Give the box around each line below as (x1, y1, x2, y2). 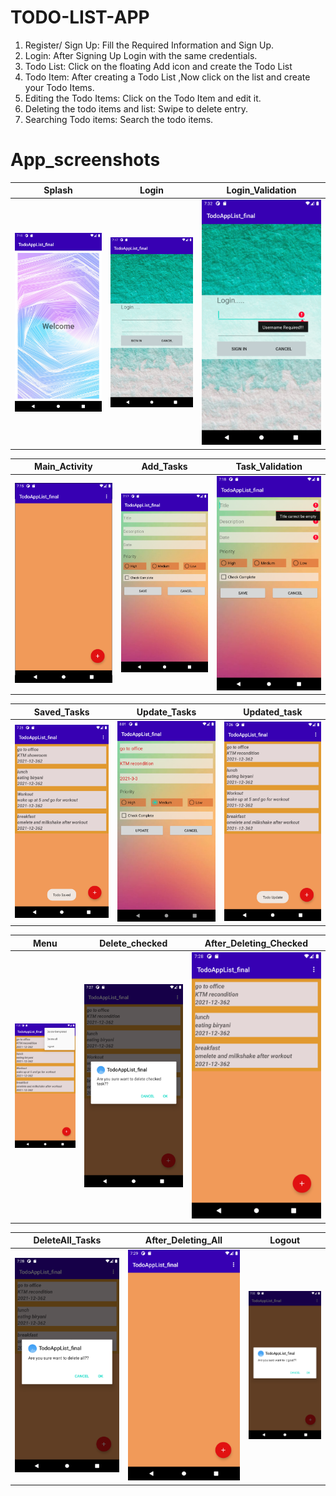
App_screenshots (10, 149, 161, 171)
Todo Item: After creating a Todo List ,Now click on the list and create (24, 71, 311, 83)
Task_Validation (235, 461, 303, 473)
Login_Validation (226, 184, 297, 196)
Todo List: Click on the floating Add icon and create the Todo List (24, 60, 293, 72)
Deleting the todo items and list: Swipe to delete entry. (24, 102, 248, 115)
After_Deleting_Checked (204, 937, 309, 949)
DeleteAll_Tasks (33, 1234, 102, 1246)
